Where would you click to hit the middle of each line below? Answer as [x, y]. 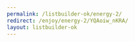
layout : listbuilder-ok [42, 27]
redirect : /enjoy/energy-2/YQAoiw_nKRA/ [68, 21]
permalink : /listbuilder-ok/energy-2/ [64, 14]
